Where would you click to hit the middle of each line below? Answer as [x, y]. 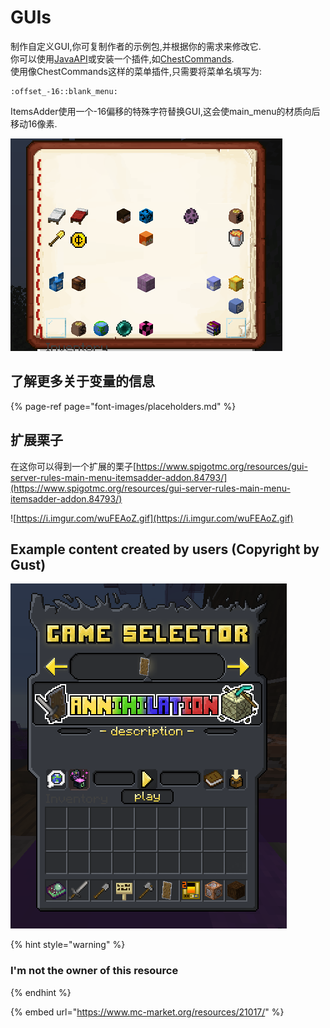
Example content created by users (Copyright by [165, 549]
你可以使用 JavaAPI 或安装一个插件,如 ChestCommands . [122, 58]
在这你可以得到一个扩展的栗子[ [73, 466]
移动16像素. [34, 123]
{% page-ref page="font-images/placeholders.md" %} [123, 406]
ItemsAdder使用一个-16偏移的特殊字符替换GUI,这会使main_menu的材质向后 [165, 111]
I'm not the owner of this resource [94, 971]
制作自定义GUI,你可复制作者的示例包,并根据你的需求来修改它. [136, 46]
